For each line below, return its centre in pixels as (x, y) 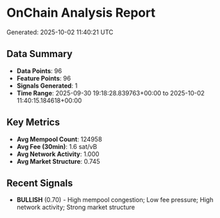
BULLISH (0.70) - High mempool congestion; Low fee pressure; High (115, 200)
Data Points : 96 (39, 70)
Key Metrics (33, 122)
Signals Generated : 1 (47, 86)
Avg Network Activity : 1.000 (58, 154)
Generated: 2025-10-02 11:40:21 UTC (60, 32)
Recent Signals (40, 183)
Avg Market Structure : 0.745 (58, 161)
